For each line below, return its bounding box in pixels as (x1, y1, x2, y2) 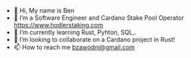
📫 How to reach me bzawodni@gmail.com (13, 43, 135, 51)
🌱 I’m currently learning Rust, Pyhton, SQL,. (13, 28, 136, 36)
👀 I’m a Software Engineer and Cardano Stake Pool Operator (13, 14, 184, 22)
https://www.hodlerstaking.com (13, 21, 104, 29)
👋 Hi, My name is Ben (13, 7, 75, 14)
